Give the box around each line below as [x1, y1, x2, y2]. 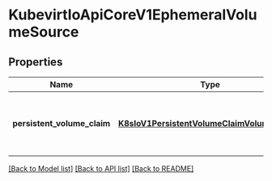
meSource [8, 23, 79, 41]
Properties [8, 55, 63, 69]
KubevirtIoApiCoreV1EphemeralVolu [8, 6, 257, 24]
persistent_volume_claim [12, 118, 111, 128]
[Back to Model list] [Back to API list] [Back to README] [8, 164, 194, 173]
